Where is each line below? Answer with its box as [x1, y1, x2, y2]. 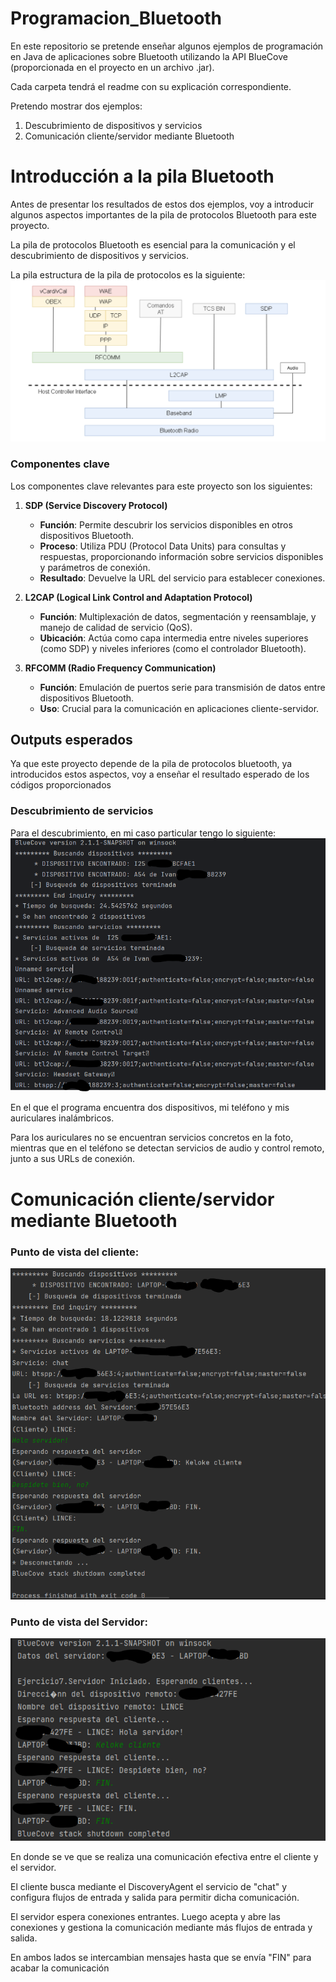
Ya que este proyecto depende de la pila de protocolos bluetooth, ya [10, 758, 293, 770]
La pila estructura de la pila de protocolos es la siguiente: [10, 268, 246, 281]
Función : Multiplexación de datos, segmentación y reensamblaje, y [39, 610, 317, 622]
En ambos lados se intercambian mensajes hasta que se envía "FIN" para [10, 1952, 312, 1964]
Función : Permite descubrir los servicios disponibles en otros [39, 518, 293, 531]
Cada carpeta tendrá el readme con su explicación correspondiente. [10, 80, 292, 92]
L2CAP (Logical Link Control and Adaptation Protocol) [24, 591, 253, 603]
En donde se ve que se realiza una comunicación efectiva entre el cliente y [10, 1851, 319, 1863]
